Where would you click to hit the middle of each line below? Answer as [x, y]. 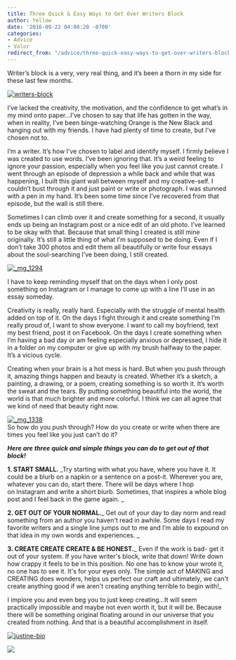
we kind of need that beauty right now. [63, 406]
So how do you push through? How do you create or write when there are [113, 427]
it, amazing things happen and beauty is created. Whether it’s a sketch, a [112, 376]
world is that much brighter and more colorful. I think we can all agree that [114, 399]
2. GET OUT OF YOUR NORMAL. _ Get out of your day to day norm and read [117, 512]
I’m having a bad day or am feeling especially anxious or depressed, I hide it [117, 340]
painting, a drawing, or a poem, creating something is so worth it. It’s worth [116, 383]
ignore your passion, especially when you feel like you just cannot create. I [115, 166]
